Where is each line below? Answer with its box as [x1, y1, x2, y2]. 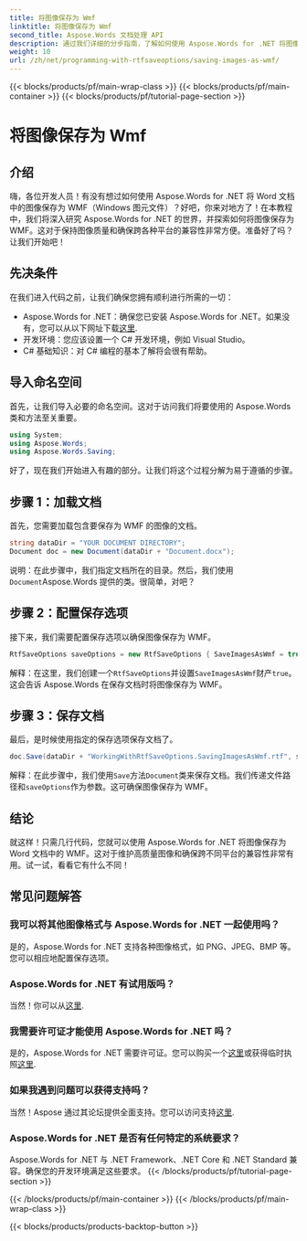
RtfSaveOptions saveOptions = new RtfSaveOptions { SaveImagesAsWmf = [9, 650, 284, 659]
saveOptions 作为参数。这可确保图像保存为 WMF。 [26, 781, 213, 792]
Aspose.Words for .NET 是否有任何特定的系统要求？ [9, 1131, 240, 1144]
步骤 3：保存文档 [9, 707, 105, 723]
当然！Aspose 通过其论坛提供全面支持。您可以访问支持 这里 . [9, 1107, 235, 1118]
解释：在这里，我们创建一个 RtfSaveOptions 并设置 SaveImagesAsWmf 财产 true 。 [9, 667, 297, 678]
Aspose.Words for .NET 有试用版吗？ [9, 977, 175, 990]
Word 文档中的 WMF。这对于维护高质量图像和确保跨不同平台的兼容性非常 [9, 848, 286, 859]
